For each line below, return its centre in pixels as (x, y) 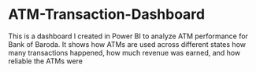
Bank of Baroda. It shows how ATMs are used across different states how (127, 44)
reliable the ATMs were (45, 61)
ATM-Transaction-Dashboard (107, 14)
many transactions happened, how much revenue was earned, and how (124, 52)
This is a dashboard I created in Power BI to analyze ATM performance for (128, 36)
